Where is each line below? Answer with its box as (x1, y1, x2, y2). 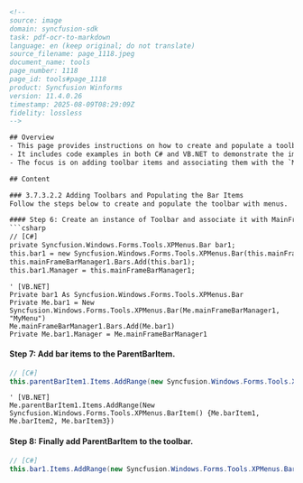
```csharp (9, 224, 47, 233)
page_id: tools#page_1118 (9, 75, 106, 84)
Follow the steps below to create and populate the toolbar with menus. (9, 199, 289, 209)
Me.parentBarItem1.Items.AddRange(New (9, 401, 155, 410)
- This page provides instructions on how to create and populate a (9, 142, 272, 151)
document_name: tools (9, 58, 91, 67)
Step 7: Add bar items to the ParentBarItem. (9, 348, 176, 359)
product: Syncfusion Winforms (9, 83, 124, 92)
